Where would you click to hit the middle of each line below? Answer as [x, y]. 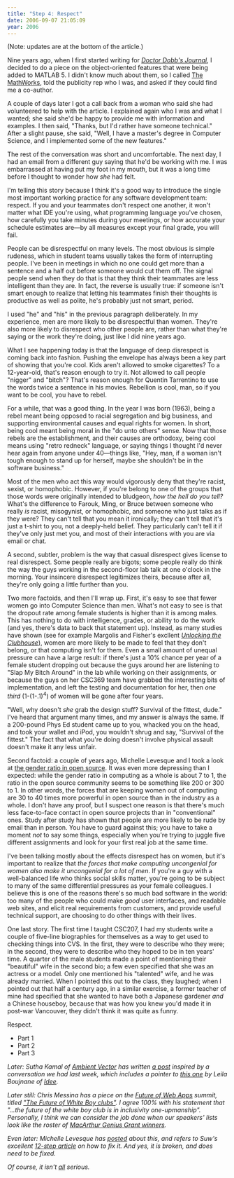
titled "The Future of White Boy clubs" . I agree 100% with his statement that [116, 1103]
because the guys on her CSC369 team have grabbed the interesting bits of [116, 680]
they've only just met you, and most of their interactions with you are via [111, 534]
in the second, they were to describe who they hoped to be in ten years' [111, 952]
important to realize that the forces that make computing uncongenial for [112, 863]
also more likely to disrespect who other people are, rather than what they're [117, 329]
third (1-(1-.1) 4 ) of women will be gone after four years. [86, 696]
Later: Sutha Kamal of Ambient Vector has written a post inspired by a [108, 1067]
